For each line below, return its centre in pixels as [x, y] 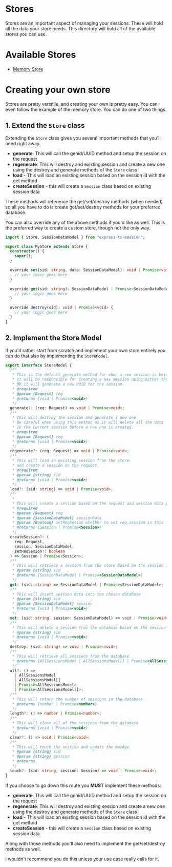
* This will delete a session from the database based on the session [89, 628]
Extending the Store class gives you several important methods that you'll [83, 138]
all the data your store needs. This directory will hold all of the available [80, 28]
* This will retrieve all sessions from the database [71, 656]
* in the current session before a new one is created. [73, 427]
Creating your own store [58, 90]
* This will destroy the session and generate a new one [74, 418]
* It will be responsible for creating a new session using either [85, 380]
